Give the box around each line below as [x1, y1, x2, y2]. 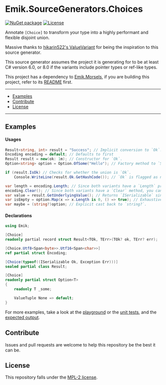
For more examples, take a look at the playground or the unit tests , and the [5, 309, 157, 315]
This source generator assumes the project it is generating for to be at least [5, 59, 159, 65]
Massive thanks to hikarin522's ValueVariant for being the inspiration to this [5, 44, 159, 50]
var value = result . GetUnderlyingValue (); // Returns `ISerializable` [5, 192, 154, 198]
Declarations [5, 212, 32, 218]
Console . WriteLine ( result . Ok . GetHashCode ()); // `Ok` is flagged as [14, 174, 158, 180]
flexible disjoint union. [5, 35, 50, 40]
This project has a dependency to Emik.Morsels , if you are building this [5, 74, 150, 79]
